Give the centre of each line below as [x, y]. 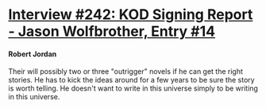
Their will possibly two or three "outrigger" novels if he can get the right [126, 71]
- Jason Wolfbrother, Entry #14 [112, 31]
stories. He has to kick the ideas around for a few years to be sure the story [132, 80]
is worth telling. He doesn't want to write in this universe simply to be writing [133, 88]
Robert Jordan [33, 54]
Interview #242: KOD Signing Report [131, 15]
